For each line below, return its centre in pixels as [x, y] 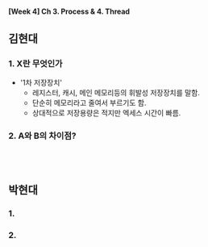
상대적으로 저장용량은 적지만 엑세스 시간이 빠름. [106, 113]
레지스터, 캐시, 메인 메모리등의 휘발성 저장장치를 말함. [116, 93]
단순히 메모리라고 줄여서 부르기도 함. [89, 103]
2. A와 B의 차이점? [42, 136]
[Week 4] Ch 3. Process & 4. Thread [69, 11]
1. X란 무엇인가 [35, 63]
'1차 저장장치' [41, 83]
